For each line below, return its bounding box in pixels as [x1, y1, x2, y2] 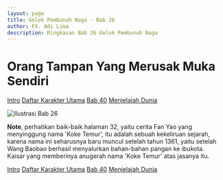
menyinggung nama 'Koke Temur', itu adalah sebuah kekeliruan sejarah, [7, 130, 211, 138]
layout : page [7, 10, 45, 17]
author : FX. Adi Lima [7, 23, 69, 30]
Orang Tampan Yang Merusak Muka [7, 59, 216, 74]
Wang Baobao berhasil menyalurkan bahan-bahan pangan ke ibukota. [7, 145, 204, 153]
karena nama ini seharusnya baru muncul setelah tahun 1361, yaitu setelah [7, 137, 217, 146]
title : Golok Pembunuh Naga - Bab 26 [7, 16, 115, 23]
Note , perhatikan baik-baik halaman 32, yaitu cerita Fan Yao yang [7, 123, 193, 131]
